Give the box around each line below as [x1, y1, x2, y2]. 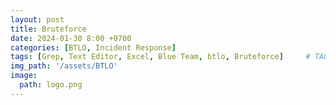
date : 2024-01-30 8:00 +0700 [10, 33, 132, 43]
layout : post [10, 14, 65, 25]
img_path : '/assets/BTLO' [10, 61, 118, 71]
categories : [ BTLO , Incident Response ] [10, 42, 177, 53]
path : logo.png [19, 80, 83, 90]
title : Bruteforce [10, 24, 87, 34]
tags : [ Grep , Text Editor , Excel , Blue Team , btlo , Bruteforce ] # [10, 52, 311, 62]
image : [10, 71, 38, 81]
